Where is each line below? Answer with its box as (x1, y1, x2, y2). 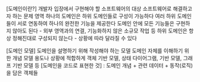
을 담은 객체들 (6, 70, 39, 76)
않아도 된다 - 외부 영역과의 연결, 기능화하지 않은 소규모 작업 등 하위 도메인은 (12, 27, 187, 34)
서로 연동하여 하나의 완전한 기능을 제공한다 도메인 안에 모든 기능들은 (17, 20, 174, 27)
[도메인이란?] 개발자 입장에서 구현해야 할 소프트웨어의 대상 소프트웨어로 (6, 5, 172, 12)
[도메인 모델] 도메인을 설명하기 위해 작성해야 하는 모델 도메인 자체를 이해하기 (6, 47, 183, 54)
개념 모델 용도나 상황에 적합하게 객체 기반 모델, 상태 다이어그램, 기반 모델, (12, 55, 182, 61)
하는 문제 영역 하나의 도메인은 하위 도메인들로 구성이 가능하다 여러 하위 (12, 12, 176, 19)
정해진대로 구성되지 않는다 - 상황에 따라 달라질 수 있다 (12, 35, 137, 41)
